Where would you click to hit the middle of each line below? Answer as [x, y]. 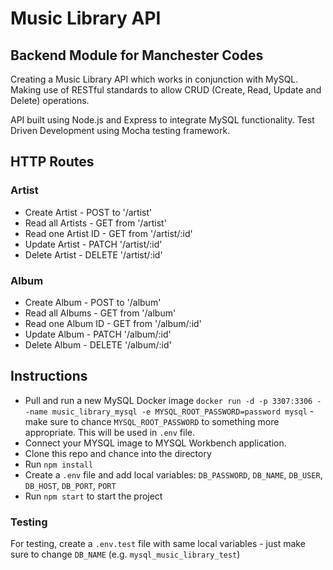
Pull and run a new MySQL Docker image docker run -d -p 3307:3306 [168, 400]
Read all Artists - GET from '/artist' [95, 223]
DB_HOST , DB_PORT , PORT [70, 485]
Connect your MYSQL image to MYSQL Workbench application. [155, 443]
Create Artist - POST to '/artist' [88, 212]
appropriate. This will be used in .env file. [110, 432]
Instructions [49, 376]
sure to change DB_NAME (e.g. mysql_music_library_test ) [125, 554]
